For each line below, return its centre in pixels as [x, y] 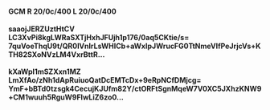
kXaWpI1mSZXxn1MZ [45, 71]
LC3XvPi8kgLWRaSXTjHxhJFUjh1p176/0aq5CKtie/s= [99, 38]
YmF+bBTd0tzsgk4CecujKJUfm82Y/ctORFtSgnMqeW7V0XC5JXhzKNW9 [135, 89]
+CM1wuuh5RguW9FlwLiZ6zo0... [66, 97]
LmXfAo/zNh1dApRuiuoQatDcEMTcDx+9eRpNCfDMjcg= [105, 80]
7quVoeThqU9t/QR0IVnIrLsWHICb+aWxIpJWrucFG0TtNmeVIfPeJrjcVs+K [135, 46]
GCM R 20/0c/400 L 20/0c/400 [62, 11]
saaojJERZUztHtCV [41, 29]
